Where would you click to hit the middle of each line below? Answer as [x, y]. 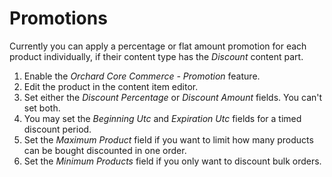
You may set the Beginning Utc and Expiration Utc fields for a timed [162, 118]
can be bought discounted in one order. [105, 150]
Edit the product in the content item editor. [111, 86]
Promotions [58, 18]
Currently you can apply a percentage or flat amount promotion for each [158, 46]
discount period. [57, 129]
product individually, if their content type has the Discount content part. [156, 56]
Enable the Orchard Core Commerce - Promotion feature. [142, 76]
